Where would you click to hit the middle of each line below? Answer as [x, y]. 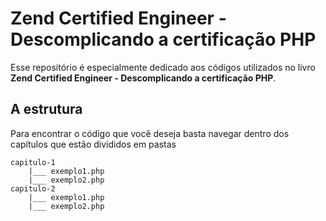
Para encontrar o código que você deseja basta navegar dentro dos [150, 133]
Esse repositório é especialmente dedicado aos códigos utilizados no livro [163, 67]
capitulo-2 [33, 188]
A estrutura [46, 109]
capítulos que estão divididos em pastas [93, 144]
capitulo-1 [33, 162]
